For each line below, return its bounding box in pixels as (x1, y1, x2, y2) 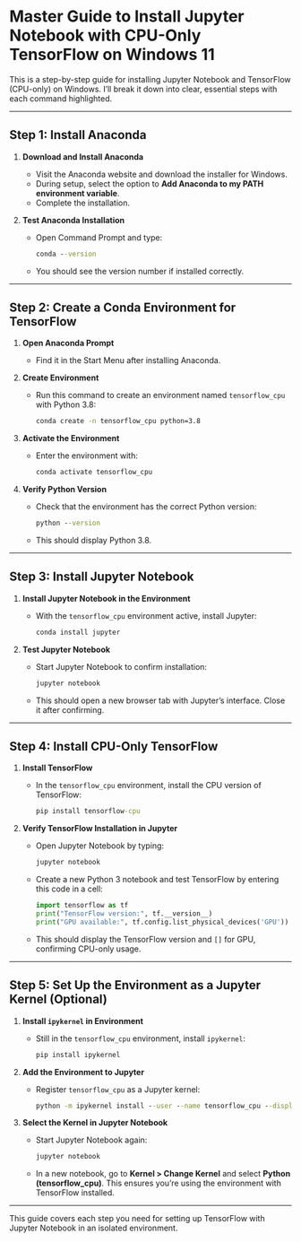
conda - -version (35, 249, 97, 258)
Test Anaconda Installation (21, 214, 125, 225)
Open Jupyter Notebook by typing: (35, 840, 164, 851)
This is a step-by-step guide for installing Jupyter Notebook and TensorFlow (9, 74, 291, 84)
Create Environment (21, 372, 99, 383)
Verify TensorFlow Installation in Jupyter (21, 823, 177, 834)
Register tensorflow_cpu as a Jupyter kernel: (35, 1083, 201, 1095)
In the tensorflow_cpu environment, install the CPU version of (35, 780, 262, 791)
